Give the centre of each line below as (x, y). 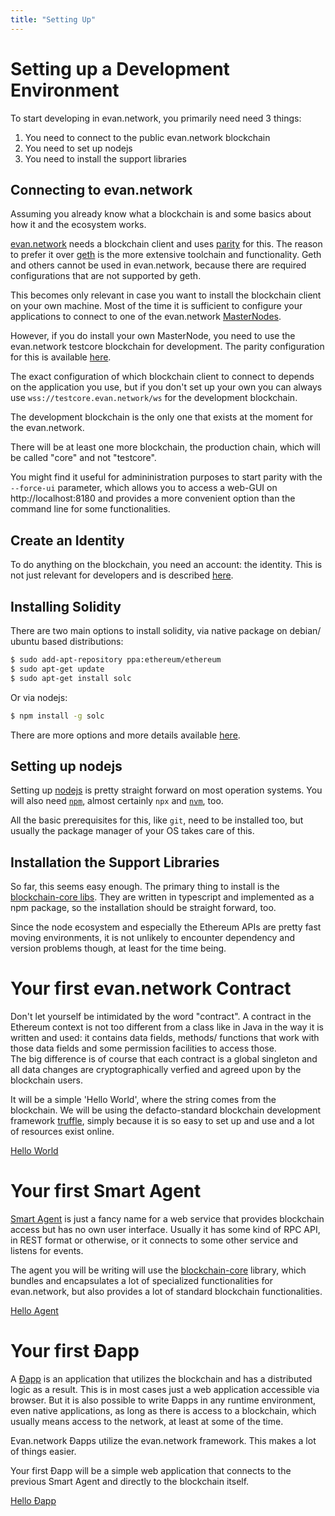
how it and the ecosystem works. (78, 225)
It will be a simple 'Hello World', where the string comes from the (143, 1100)
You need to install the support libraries (106, 158)
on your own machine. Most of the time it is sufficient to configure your (156, 306)
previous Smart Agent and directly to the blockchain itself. (130, 1481)
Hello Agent (34, 1310)
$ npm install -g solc (57, 716)
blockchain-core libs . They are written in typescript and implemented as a (162, 897)
